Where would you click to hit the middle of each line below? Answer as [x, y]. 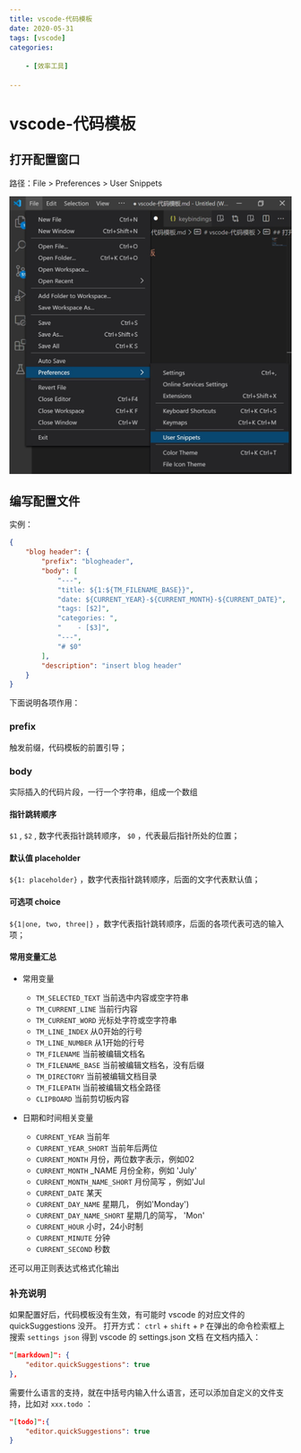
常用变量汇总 [33, 957]
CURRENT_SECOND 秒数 [73, 1248]
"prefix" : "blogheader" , [88, 562]
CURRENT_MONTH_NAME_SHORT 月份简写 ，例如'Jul [120, 1181]
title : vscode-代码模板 [51, 19]
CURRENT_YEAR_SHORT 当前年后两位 [97, 1148]
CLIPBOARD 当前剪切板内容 [82, 1099]
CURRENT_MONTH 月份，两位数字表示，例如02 [115, 1159]
